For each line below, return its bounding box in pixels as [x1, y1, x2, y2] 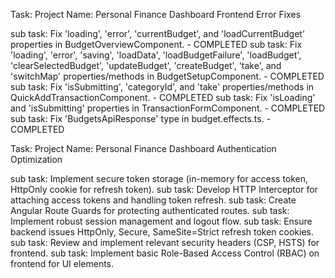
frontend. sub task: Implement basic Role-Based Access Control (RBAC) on [10, 247, 320, 259]
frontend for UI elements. [10, 258, 115, 269]
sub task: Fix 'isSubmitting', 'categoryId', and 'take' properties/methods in [10, 81, 315, 93]
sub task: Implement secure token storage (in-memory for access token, [10, 173, 309, 184]
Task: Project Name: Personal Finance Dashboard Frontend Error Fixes [10, 9, 302, 20]
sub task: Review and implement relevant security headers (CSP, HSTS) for [10, 237, 320, 248]
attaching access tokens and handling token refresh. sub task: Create [10, 194, 297, 206]
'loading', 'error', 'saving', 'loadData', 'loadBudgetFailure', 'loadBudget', [10, 49, 302, 61]
